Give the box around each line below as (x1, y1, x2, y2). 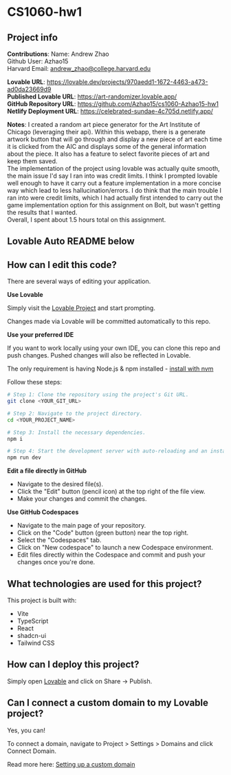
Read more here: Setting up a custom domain (7, 760, 135, 768)
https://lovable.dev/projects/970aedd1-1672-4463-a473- (47, 78, 208, 86)
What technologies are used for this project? (7, 578, 202, 590)
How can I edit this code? (7, 259, 117, 271)
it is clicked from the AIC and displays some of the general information (7, 143, 206, 150)
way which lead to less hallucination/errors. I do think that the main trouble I (7, 187, 222, 194)
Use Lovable (7, 291, 43, 299)
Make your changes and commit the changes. (16, 495, 147, 503)
